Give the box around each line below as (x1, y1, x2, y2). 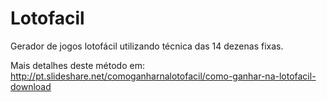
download (10, 80, 52, 92)
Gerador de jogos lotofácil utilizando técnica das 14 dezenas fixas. (10, 40, 284, 52)
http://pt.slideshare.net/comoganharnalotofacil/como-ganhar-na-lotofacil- (10, 70, 317, 82)
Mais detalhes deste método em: (10, 59, 145, 71)
